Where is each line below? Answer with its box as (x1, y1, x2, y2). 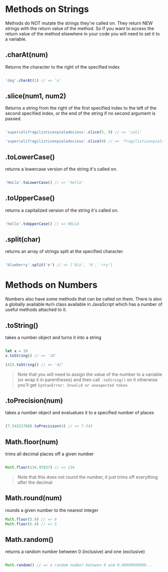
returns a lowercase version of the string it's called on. (5, 166, 117, 172)
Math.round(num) (5, 494, 62, 502)
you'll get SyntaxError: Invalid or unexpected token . (17, 382, 129, 388)
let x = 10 (5, 349, 28, 354)
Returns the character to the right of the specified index (5, 64, 120, 70)
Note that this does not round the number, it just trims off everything (17, 474, 158, 480)
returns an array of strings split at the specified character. (5, 248, 124, 254)
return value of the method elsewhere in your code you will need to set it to (5, 31, 160, 37)
